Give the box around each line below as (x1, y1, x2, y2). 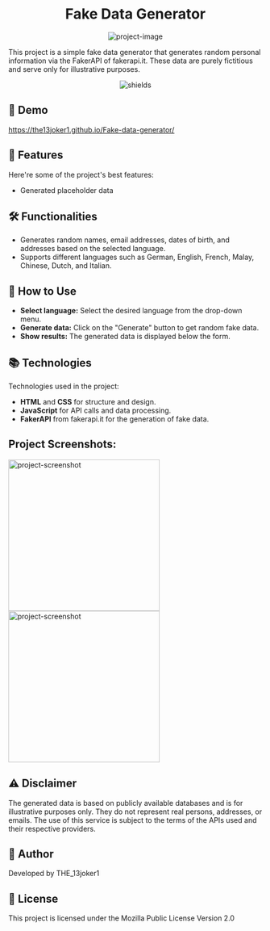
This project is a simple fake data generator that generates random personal (8, 47, 261, 57)
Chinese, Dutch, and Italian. (19, 261, 112, 270)
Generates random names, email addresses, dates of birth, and (19, 235, 230, 245)
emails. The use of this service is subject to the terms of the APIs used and (8, 815, 257, 824)
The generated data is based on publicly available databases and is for (8, 798, 243, 807)
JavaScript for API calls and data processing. (19, 405, 172, 415)
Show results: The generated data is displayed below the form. (19, 332, 231, 342)
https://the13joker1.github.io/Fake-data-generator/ (8, 124, 175, 134)
